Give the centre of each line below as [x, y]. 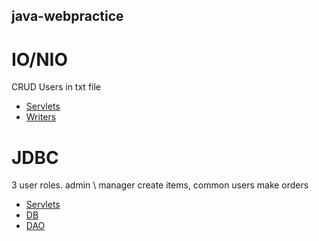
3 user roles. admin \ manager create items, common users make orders [160, 185]
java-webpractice [67, 16]
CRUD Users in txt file [56, 87]
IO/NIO [39, 59]
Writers [41, 117]
